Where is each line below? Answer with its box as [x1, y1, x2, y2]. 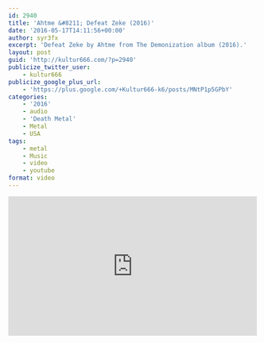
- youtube [22, 167, 56, 175]
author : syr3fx [8, 33, 59, 42]
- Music [22, 152, 48, 160]
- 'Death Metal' [22, 115, 77, 123]
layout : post [8, 48, 52, 56]
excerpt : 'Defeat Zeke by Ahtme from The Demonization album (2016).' [8, 41, 247, 49]
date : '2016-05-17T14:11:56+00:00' [8, 26, 126, 34]
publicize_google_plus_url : [8, 78, 102, 86]
